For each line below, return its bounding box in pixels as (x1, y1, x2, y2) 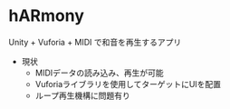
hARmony (8, 5, 85, 26)
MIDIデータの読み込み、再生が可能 (34, 67, 164, 78)
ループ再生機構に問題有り (34, 90, 130, 101)
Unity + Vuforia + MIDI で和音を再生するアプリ (8, 36, 182, 47)
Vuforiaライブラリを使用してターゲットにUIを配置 (34, 78, 222, 89)
